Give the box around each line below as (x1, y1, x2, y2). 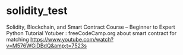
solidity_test (6, 4, 68, 18)
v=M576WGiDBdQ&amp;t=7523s (6, 42, 87, 49)
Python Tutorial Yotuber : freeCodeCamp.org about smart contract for (6, 29, 177, 36)
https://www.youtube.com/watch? (30, 36, 114, 43)
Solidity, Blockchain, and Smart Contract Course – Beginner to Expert (6, 23, 175, 30)
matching (6, 36, 30, 43)
